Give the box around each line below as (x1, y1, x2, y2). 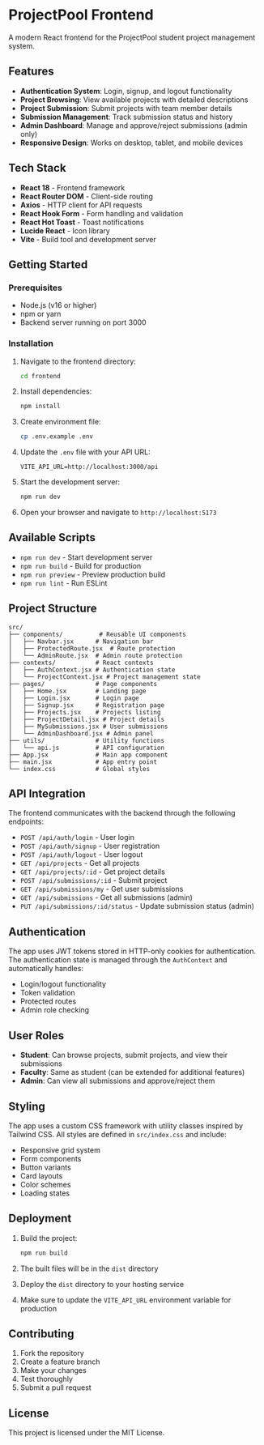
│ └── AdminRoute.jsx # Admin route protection (8, 651, 183, 659)
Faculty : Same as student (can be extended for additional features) (19, 1068, 245, 1077)
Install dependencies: (19, 386, 92, 396)
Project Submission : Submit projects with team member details (19, 103, 232, 113)
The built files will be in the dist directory (19, 1264, 159, 1273)
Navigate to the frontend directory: (19, 356, 136, 366)
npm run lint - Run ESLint (19, 578, 108, 588)
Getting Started (8, 258, 88, 271)
